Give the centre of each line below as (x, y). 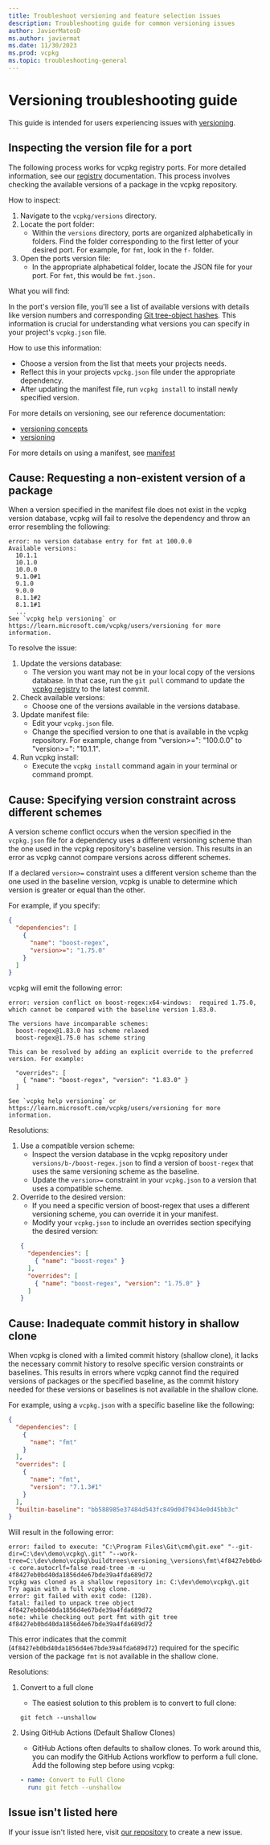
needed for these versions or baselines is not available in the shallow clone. (133, 1390)
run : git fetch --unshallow (75, 1788)
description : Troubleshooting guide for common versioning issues (122, 23)
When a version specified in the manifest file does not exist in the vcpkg (127, 510)
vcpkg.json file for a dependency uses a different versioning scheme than (130, 840)
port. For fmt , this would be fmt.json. (94, 275)
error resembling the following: (59, 527)
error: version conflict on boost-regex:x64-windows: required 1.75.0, (133, 1003)
